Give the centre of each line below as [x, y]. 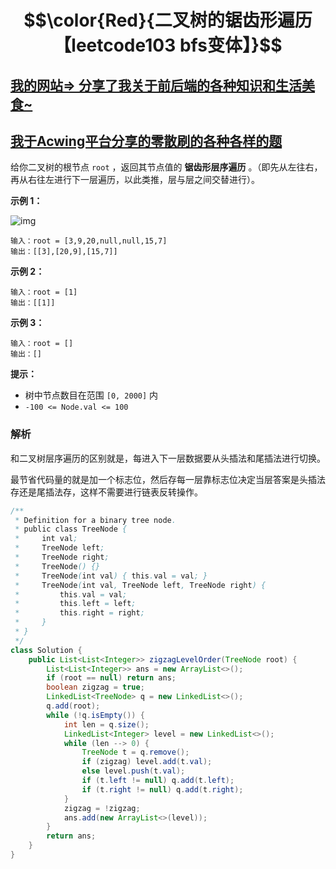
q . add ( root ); [73, 706]
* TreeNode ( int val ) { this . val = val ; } [111, 576]
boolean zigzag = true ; [95, 687]
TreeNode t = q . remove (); [135, 752]
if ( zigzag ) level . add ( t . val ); [147, 762]
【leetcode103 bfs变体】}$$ [168, 45]
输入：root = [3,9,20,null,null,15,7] [89, 241]
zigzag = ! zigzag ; [102, 808]
